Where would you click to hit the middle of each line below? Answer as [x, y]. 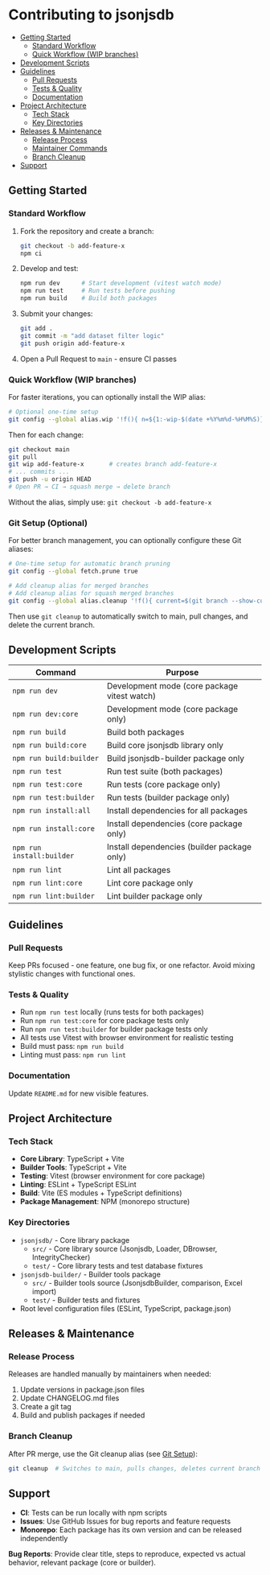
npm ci [31, 253]
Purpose [182, 672]
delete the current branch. [51, 624]
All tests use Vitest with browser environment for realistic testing [127, 1038]
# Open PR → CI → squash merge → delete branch [90, 487]
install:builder [43, 856]
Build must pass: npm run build [72, 1047]
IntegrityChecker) [61, 1257]
